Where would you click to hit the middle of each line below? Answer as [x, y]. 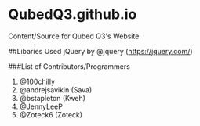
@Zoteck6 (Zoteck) [51, 114]
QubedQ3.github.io [73, 14]
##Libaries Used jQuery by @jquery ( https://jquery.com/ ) [101, 51]
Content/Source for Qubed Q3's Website [74, 36]
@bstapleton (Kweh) [53, 98]
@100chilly [37, 81]
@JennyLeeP [41, 106]
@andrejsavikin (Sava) [56, 90]
